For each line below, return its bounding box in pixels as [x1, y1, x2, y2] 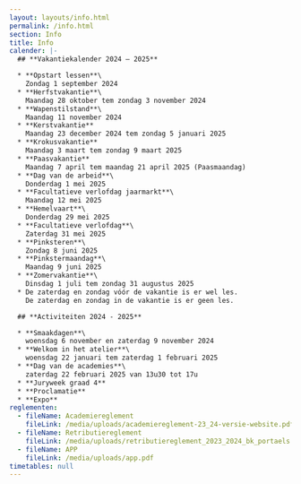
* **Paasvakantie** [17, 154, 90, 163]
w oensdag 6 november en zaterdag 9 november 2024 [25, 337, 215, 346]
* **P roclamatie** [17, 386, 87, 395]
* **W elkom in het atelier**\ [17, 345, 130, 354]
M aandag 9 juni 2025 [25, 263, 102, 272]
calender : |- [9, 47, 58, 56]
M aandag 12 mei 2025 [25, 196, 102, 205]
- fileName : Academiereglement [17, 411, 134, 421]
